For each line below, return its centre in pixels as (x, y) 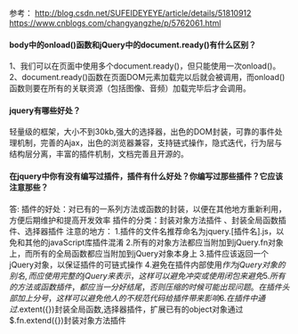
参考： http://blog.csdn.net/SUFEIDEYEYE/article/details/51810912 (130, 13)
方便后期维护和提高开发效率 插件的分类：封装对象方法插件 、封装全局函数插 (148, 220)
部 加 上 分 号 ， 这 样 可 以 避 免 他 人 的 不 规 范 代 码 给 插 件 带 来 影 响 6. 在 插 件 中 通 (137, 297)
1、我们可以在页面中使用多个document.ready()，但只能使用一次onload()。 (145, 66)
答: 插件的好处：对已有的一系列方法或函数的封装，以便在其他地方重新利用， (148, 208)
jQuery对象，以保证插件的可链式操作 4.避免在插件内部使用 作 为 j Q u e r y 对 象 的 (148, 265)
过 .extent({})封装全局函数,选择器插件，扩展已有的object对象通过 (126, 309)
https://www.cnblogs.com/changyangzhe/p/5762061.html (115, 23)
